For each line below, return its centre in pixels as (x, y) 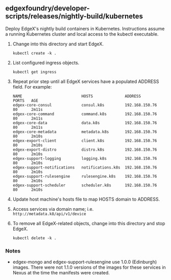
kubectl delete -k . (34, 238)
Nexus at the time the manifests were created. (61, 273)
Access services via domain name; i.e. (53, 209)
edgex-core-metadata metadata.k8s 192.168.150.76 (85, 132)
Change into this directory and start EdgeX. (58, 44)
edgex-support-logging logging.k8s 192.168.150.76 (85, 158)
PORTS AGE (25, 101)
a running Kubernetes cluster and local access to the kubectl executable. (82, 34)
